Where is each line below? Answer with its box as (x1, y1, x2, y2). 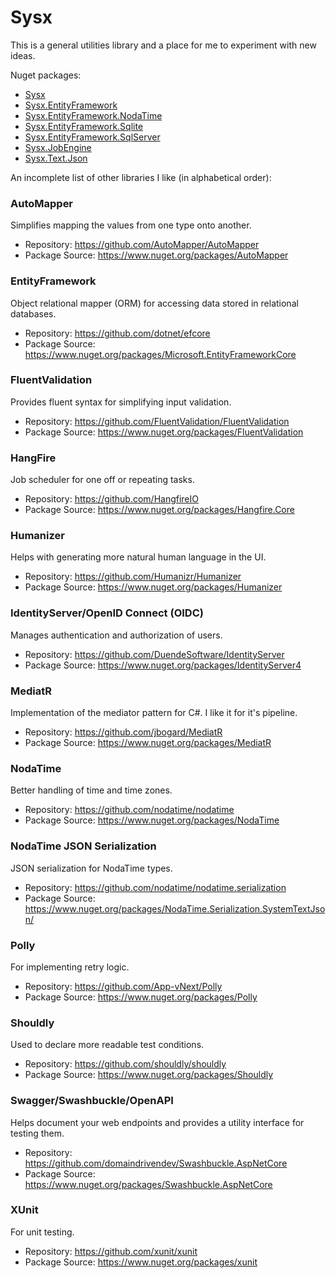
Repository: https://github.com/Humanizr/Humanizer (24, 571, 242, 583)
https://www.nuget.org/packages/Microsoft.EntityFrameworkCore (24, 348, 297, 360)
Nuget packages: (10, 69, 82, 81)
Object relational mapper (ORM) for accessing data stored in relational (10, 297, 299, 309)
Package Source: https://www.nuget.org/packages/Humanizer (24, 581, 283, 593)
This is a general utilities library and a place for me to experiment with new (10, 39, 317, 51)
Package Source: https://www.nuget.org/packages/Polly (24, 991, 258, 1003)
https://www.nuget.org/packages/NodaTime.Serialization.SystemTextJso (24, 902, 326, 915)
